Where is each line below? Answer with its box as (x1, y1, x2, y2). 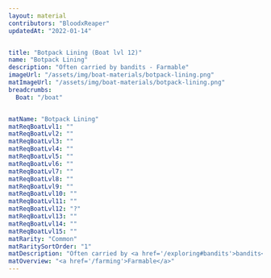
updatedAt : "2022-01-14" (8, 27, 92, 35)
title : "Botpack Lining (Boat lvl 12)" (8, 48, 143, 56)
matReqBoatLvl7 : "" (8, 167, 74, 176)
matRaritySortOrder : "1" (8, 243, 92, 251)
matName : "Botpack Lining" (8, 114, 99, 123)
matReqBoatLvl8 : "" (8, 175, 74, 183)
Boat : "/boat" (15, 93, 63, 102)
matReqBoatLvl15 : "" (8, 227, 78, 235)
